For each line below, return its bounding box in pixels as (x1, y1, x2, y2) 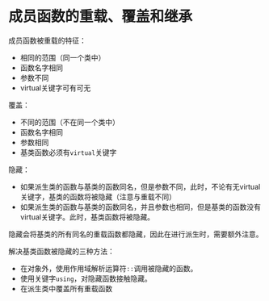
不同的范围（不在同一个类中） (19, 117, 120, 127)
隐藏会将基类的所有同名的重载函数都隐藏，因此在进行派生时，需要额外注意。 (8, 229, 263, 239)
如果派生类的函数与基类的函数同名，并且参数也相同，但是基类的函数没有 (19, 202, 261, 211)
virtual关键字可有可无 (19, 82, 91, 93)
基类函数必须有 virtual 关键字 (19, 147, 117, 157)
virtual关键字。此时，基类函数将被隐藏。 (19, 211, 155, 222)
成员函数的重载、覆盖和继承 (8, 7, 193, 26)
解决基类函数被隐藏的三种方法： (8, 246, 115, 256)
